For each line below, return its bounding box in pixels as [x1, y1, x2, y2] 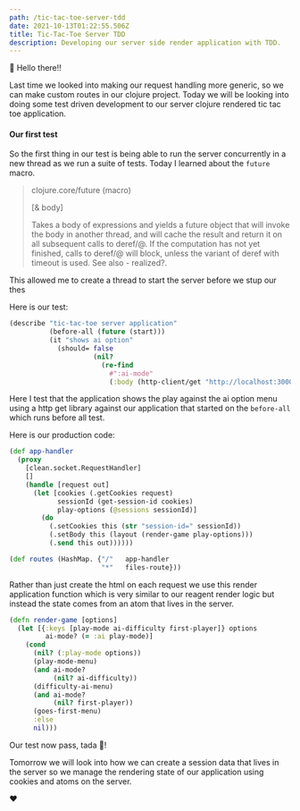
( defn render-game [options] [9, 615, 118, 624]
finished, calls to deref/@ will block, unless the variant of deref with [30, 248, 279, 259]
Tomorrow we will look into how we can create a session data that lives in [9, 756, 279, 767]
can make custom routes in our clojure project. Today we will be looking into [9, 89, 289, 100]
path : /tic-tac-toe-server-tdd [9, 13, 126, 22]
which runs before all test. [9, 412, 105, 423]
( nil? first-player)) [53, 698, 134, 707]
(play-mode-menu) [32, 657, 98, 666]
